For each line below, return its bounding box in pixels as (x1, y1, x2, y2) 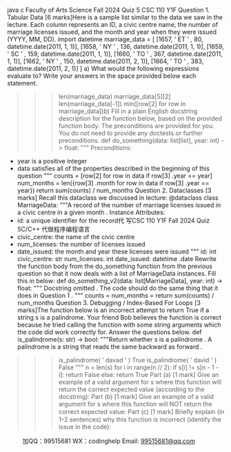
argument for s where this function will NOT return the (58, 400, 212, 408)
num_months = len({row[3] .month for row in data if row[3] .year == (17, 179, 210, 187)
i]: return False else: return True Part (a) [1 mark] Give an (58, 371, 219, 378)
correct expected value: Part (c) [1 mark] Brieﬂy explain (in (58, 408, 225, 415)
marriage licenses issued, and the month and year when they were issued (7, 28, 217, 36)
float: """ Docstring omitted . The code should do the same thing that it (17, 284, 219, 292)
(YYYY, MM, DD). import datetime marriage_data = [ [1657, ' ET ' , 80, (7, 35, 203, 43)
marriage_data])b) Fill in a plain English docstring (58, 107, 198, 115)
